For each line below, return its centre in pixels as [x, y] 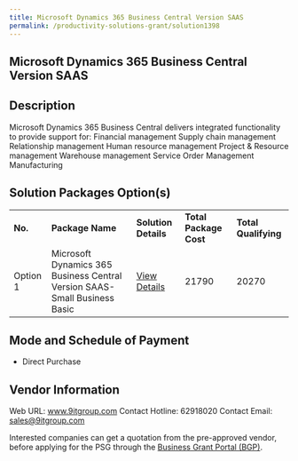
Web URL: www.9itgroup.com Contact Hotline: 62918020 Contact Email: [141, 411]
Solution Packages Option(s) [90, 193]
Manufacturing [36, 164]
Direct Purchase [51, 362]
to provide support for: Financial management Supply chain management [143, 136]
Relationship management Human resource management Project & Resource [149, 146]
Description [42, 106]
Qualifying [259, 234]
